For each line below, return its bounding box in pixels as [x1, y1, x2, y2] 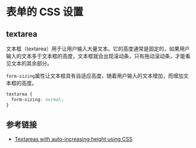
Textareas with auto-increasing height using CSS [14, 136, 133, 143]
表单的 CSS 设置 [6, 5, 84, 19]
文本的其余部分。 [11, 60, 53, 67]
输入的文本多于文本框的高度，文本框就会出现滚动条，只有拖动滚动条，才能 [6, 53, 185, 59]
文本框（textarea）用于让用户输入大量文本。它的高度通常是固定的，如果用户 [6, 45, 190, 52]
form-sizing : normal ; [11, 97, 64, 102]
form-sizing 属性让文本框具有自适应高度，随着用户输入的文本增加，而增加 [6, 73, 184, 79]
